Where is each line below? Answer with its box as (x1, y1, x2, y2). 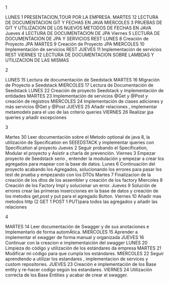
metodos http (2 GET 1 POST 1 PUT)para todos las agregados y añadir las (5, 198, 158, 205)
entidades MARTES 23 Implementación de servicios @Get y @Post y (5, 93, 148, 99)
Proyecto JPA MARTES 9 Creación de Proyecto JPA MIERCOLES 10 (5, 41, 145, 47)
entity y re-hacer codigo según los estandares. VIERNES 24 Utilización (5, 267, 152, 272)
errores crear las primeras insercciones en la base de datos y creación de (5, 188, 159, 194)
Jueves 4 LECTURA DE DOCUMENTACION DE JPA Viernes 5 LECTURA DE (5, 30, 160, 36)
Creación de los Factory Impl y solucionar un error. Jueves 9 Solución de (5, 182, 156, 188)
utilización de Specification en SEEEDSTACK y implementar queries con (5, 139, 154, 145)
